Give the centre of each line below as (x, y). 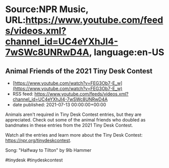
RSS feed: (23, 94)
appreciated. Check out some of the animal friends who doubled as (75, 120)
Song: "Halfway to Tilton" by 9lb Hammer (48, 150)
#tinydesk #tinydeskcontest (34, 160)
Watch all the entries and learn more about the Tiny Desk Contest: (74, 135)
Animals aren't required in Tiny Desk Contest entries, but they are (73, 114)
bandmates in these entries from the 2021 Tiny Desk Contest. (69, 125)
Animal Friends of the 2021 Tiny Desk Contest (79, 71)
